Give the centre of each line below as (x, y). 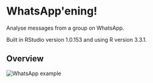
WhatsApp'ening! (52, 11)
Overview (25, 59)
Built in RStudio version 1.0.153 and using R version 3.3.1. (77, 39)
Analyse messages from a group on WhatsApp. (65, 28)
